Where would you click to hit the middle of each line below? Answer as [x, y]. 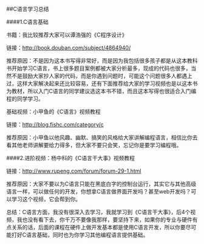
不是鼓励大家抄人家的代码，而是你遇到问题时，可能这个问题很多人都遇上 [102, 76]
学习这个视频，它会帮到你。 [46, 199]
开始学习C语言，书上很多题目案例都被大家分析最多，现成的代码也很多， [101, 68]
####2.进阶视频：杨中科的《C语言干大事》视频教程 [71, 158]
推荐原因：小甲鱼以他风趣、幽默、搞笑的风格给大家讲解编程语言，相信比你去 [102, 138]
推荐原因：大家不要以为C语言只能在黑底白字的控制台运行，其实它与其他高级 [101, 184]
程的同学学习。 [25, 99]
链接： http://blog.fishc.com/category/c [55, 124]
